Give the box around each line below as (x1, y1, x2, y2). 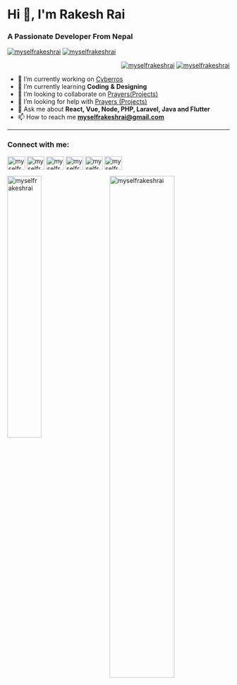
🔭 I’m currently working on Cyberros (17, 75, 123, 83)
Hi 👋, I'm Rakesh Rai (7, 6, 126, 23)
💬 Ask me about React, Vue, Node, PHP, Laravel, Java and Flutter (17, 105, 210, 114)
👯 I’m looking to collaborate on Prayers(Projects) (17, 90, 159, 98)
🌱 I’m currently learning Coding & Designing (17, 83, 147, 91)
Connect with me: (7, 140, 70, 150)
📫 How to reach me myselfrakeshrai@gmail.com (17, 113, 164, 121)
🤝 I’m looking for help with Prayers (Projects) (17, 97, 147, 106)
